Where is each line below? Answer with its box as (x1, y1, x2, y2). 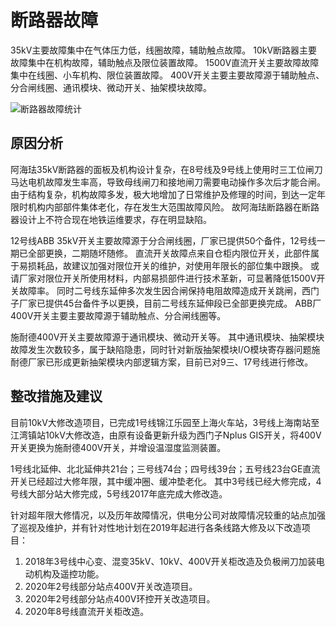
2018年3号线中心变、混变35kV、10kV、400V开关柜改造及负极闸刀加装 (24, 555, 317, 567)
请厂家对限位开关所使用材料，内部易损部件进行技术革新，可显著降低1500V (10, 272, 317, 284)
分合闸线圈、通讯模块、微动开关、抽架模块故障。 (10, 81, 212, 93)
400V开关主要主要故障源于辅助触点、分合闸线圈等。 (10, 309, 227, 321)
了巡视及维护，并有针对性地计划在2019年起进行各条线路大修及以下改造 (10, 521, 302, 533)
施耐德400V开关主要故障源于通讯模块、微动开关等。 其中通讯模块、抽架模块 (10, 331, 325, 343)
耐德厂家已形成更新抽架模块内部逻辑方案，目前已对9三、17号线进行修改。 (10, 356, 314, 368)
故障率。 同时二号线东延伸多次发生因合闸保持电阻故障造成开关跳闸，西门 (18, 284, 320, 296)
